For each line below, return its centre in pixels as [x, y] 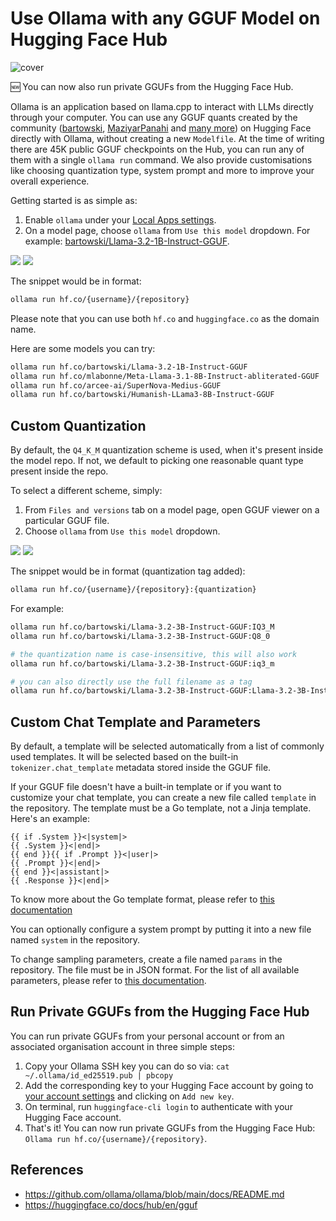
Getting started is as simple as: [74, 200]
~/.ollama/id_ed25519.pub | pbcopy [99, 1075]
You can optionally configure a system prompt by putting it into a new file [161, 929]
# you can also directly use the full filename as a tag [131, 682]
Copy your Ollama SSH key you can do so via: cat [127, 1066]
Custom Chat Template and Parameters [135, 722]
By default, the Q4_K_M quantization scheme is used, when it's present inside [167, 450]
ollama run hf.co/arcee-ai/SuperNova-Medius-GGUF [116, 385]
